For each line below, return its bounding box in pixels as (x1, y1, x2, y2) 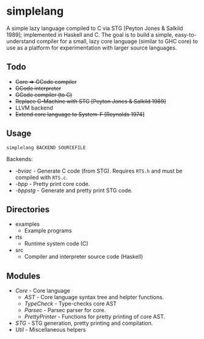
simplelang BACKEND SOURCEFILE (6, 144, 86, 151)
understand (6, 37, 35, 45)
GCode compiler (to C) (15, 91, 73, 99)
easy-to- (175, 31, 197, 38)
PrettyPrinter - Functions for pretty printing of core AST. (24, 313, 166, 321)
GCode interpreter (15, 84, 61, 92)
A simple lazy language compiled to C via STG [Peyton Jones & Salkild (6, 24, 183, 32)
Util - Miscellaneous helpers (15, 326, 86, 333)
